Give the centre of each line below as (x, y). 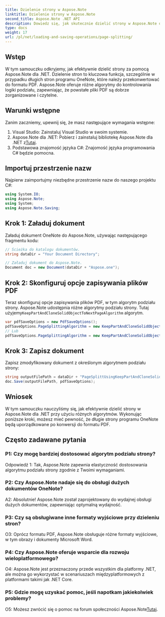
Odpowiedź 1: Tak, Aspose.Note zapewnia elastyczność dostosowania (76, 464)
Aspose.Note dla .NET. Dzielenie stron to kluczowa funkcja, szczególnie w (80, 74)
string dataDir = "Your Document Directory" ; (52, 254)
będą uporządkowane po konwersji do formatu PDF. (58, 424)
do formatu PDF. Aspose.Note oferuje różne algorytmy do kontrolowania (78, 85)
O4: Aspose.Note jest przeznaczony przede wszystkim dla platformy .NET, (81, 569)
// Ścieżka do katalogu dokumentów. (42, 249)
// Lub (12, 331)
